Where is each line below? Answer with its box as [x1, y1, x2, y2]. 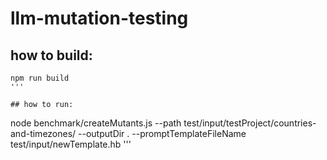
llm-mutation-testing [10, 7, 189, 30]
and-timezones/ [10, 128, 77, 139]
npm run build [10, 73, 70, 83]
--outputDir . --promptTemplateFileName [78, 128, 247, 139]
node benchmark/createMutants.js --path [10, 117, 182, 129]
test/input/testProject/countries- [183, 117, 317, 129]
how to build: [10, 47, 93, 64]
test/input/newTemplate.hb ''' [10, 138, 132, 150]
